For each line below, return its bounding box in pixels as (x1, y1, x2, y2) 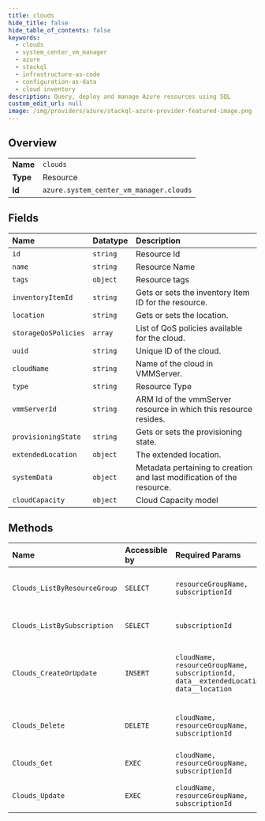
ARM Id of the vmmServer (135, 393, 232, 404)
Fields (8, 211, 39, 225)
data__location (174, 685, 233, 694)
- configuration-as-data (15, 78, 97, 85)
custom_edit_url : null (8, 100, 83, 108)
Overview (8, 136, 58, 150)
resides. (135, 413, 166, 424)
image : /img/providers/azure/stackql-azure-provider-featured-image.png (8, 108, 252, 115)
